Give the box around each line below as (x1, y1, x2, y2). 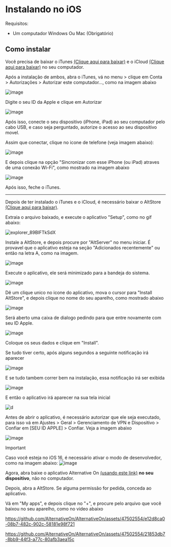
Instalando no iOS (5, 4, 82, 15)
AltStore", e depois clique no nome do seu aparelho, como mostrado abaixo (5, 295, 164, 301)
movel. (5, 129, 19, 135)
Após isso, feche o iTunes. (5, 184, 61, 190)
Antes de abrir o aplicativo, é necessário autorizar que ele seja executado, (5, 414, 161, 420)
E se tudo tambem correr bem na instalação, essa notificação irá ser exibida (5, 375, 165, 381)
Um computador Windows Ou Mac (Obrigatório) (12, 30, 113, 36)
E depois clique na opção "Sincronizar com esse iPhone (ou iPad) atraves (5, 159, 159, 165)
